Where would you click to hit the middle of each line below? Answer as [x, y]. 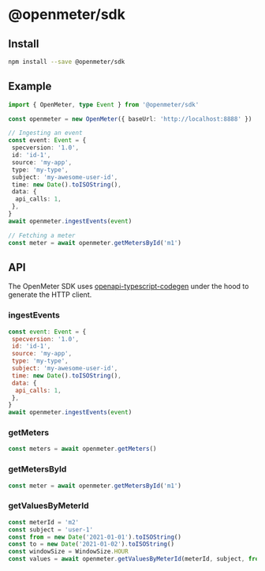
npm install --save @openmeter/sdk [67, 62]
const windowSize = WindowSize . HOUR [68, 552]
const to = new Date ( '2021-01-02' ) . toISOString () [91, 544]
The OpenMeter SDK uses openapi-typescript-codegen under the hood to [129, 287]
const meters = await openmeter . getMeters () [82, 449]
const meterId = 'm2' [44, 522]
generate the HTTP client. [50, 295]
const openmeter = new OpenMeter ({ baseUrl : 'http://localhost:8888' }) [130, 119]
